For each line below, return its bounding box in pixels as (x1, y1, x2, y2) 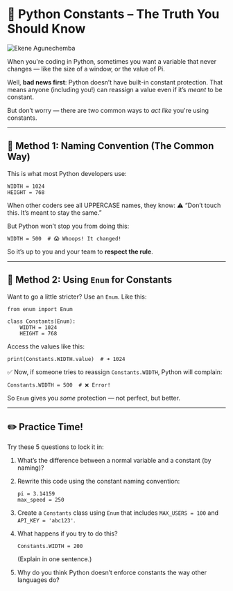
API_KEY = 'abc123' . (17, 516, 76, 524)
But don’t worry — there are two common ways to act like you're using (7, 106, 209, 114)
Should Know (7, 21, 86, 37)
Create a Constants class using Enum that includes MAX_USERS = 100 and (17, 509, 219, 517)
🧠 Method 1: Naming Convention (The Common (7, 140, 214, 152)
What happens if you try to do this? (17, 529, 118, 538)
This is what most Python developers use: (7, 169, 127, 177)
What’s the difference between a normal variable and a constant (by (17, 457, 212, 465)
